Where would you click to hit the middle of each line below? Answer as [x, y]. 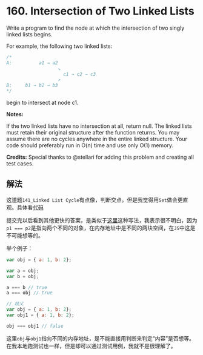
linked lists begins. [29, 34]
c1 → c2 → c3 [80, 74]
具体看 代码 [30, 207]
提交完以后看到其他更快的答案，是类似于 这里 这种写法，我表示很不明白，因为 [102, 220]
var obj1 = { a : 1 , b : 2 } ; [40, 315]
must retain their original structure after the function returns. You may [93, 133]
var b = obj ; [23, 276]
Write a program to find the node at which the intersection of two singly [95, 28]
